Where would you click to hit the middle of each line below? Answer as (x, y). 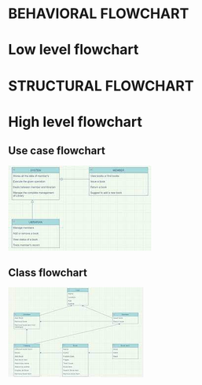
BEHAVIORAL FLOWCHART (99, 14)
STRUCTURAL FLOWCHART (101, 85)
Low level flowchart (73, 50)
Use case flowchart (57, 151)
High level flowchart (75, 122)
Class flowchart (48, 272)
